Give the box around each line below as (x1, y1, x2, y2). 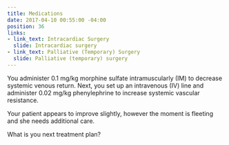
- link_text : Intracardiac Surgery (7, 36, 110, 43)
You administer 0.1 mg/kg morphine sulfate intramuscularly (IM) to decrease (7, 74, 223, 82)
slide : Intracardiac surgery (13, 42, 97, 49)
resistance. (7, 96, 39, 104)
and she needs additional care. (7, 117, 95, 125)
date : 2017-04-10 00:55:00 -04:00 (7, 17, 107, 23)
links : (7, 29, 26, 37)
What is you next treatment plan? (7, 130, 101, 138)
